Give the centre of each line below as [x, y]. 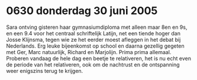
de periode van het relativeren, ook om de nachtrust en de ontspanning [93, 64]
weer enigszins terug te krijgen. [45, 71]
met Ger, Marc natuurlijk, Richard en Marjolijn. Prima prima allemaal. [89, 52]
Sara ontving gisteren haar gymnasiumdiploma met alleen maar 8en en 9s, [97, 27]
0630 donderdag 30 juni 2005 [82, 11]
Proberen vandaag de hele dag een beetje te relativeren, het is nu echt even [98, 58]
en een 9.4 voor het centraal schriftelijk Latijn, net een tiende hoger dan [93, 33]
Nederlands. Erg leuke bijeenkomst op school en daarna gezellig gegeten [95, 46]
